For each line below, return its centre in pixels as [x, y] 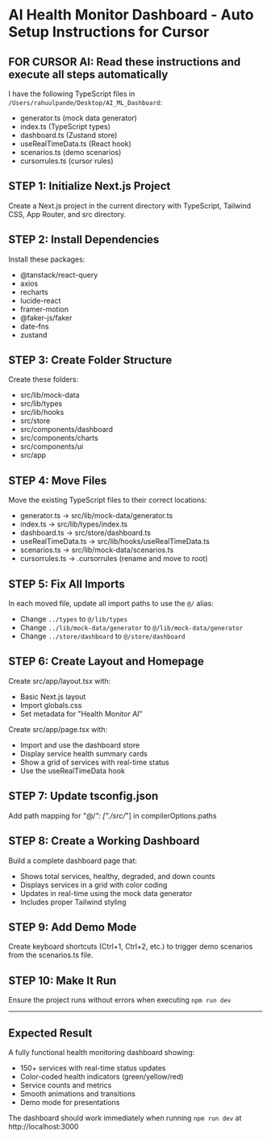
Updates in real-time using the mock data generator [106, 893]
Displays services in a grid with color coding [94, 885]
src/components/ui [52, 446]
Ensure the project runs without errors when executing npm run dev [120, 1000]
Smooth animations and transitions [77, 1093]
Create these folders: [44, 379]
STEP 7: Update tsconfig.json [83, 796]
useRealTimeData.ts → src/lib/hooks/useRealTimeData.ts [115, 542]
